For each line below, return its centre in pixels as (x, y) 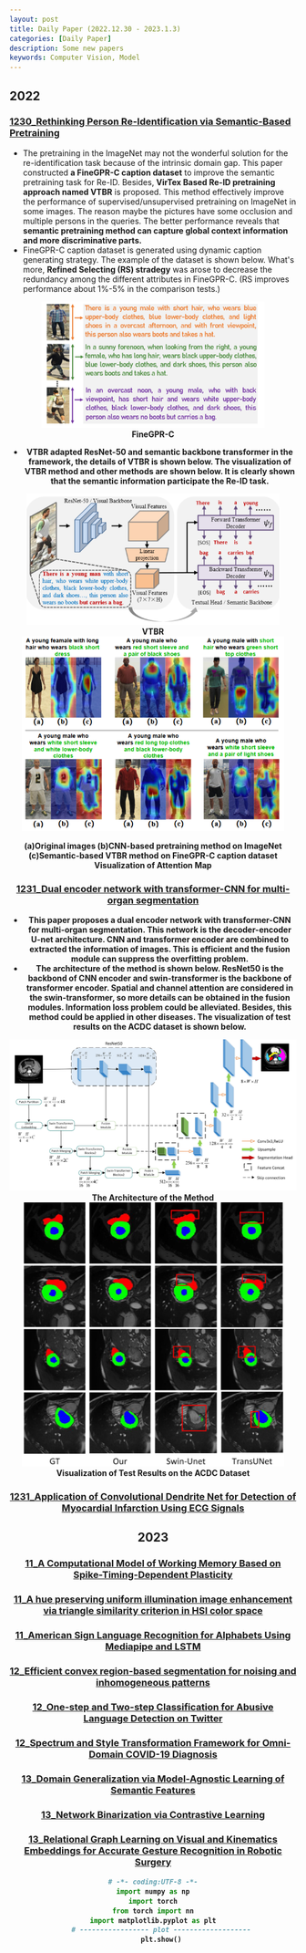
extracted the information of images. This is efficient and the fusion (160, 950)
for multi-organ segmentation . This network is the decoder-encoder (159, 930)
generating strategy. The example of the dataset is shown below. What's (158, 259)
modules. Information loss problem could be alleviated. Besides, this (160, 1007)
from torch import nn (153, 1911)
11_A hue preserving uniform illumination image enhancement (153, 1599)
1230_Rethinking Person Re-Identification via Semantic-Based (150, 121)
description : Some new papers (67, 48)
